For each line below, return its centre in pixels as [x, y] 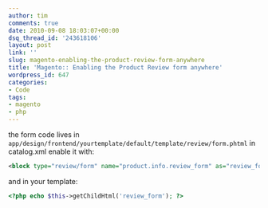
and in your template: [43, 181]
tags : [17, 97]
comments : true [33, 23]
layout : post [30, 45]
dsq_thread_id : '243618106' [55, 38]
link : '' [23, 53]
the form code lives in [44, 135]
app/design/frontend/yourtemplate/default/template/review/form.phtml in [132, 143]
